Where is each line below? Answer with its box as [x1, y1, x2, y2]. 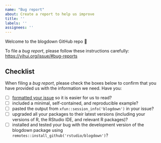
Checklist [5, 67, 35, 75]
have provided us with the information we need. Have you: [5, 85, 122, 91]
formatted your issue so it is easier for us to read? [12, 94, 112, 100]
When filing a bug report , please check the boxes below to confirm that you [5, 80, 157, 86]
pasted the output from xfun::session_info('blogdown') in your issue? [12, 106, 154, 112]
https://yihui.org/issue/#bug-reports [5, 53, 78, 59]
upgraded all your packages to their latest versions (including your [12, 111, 145, 117]
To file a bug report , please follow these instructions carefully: [5, 48, 129, 54]
